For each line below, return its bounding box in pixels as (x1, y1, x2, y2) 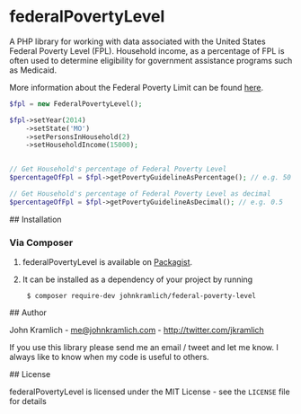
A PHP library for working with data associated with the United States (9, 36, 267, 47)
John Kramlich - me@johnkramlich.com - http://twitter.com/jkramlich (9, 325, 265, 336)
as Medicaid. (9, 65, 57, 75)
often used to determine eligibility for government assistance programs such (9, 55, 293, 66)
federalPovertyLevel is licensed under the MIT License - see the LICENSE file (9, 386, 290, 397)
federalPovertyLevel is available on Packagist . (22, 257, 193, 268)
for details (9, 396, 47, 407)
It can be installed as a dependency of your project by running (22, 274, 253, 285)
